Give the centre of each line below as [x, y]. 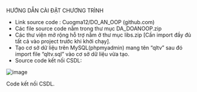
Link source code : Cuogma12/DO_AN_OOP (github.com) [85, 22]
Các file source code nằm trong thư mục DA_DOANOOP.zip [88, 29]
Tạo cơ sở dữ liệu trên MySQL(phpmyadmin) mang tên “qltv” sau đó [99, 48]
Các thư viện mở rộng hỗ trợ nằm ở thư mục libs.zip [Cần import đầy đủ [103, 35]
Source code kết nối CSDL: [48, 60]
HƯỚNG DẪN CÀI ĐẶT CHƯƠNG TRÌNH [55, 11]
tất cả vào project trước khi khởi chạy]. [63, 41]
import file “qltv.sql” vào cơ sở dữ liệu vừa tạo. [72, 54]
